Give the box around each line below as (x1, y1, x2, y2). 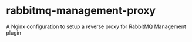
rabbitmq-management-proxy (6, 4, 156, 17)
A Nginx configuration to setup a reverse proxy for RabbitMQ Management (6, 23, 187, 30)
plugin (6, 29, 22, 36)
